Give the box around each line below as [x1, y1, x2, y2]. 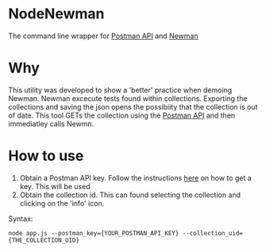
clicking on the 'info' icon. [19, 198, 105, 207]
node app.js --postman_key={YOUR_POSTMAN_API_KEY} [8, 229, 179, 237]
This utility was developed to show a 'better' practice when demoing [8, 85, 233, 95]
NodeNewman [8, 5, 105, 23]
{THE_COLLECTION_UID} [8, 236, 80, 244]
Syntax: [8, 214, 33, 223]
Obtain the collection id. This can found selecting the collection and [19, 190, 241, 200]
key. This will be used [19, 181, 91, 191]
